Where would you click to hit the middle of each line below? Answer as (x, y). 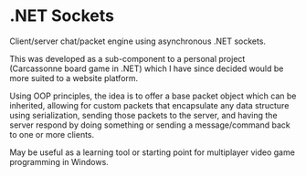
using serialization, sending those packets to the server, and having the (143, 115)
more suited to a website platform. (74, 78)
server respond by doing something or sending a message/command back (150, 125)
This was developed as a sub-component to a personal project (127, 58)
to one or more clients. (52, 134)
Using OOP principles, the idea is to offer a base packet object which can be (153, 96)
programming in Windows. (59, 161)
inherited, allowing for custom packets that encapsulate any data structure (149, 105)
